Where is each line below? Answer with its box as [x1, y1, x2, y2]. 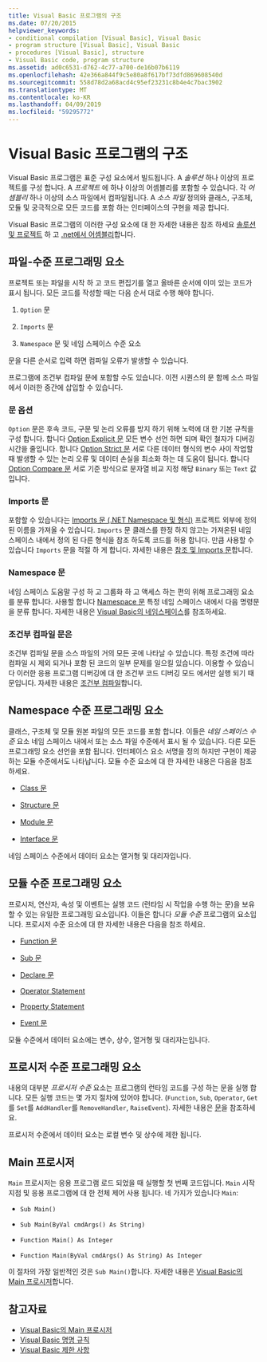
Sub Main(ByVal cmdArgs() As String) [19, 1221, 146, 1229]
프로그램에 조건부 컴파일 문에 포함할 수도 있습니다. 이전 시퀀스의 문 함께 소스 [8, 372, 245, 382]
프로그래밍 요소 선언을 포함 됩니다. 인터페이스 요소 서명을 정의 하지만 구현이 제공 [8, 746, 257, 756]
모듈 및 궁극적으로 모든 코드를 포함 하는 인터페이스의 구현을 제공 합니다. [8, 203, 230, 212]
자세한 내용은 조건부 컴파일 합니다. [37, 678, 143, 687]
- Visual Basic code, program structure [8, 57, 145, 65]
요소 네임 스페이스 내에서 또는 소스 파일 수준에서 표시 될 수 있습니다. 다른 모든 [16, 736, 257, 746]
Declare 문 [19, 970, 54, 979]
